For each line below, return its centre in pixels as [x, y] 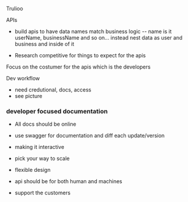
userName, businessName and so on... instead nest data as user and [98, 38]
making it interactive [39, 147]
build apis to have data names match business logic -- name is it [93, 31]
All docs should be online [46, 124]
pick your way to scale [42, 158]
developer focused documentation [57, 111]
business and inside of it [44, 44]
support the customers [43, 193]
